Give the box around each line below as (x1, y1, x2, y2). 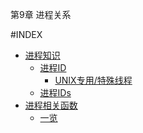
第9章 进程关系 (10, 9, 72, 20)
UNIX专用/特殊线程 (54, 74, 133, 86)
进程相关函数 (24, 99, 78, 111)
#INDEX (10, 29, 43, 40)
